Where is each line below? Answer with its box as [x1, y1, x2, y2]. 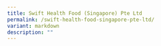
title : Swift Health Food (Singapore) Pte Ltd [7, 9, 143, 17]
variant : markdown [7, 22, 60, 29]
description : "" [7, 28, 53, 36]
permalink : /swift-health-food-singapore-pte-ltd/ [7, 16, 155, 23]
